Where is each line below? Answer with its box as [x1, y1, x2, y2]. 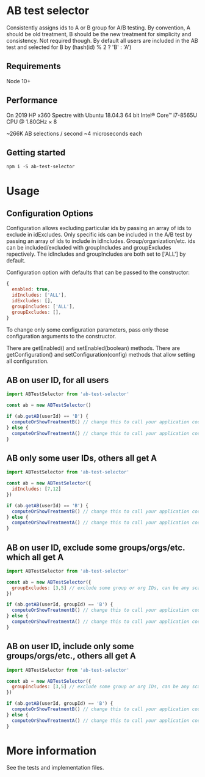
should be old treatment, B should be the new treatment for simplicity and [6, 30, 192, 37]
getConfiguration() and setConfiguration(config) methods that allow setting [6, 351, 195, 358]
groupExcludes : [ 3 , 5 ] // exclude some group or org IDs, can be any [12, 585, 190, 591]
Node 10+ [6, 77, 31, 84]
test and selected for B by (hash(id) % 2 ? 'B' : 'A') [6, 43, 132, 51]
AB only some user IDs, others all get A [6, 453, 157, 463]
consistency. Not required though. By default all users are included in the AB [6, 37, 198, 44]
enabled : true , [12, 286, 51, 292]
